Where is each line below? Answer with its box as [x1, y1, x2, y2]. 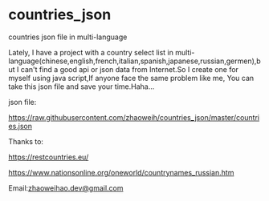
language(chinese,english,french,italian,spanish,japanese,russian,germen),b [8, 56, 261, 66]
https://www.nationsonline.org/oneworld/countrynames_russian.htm [8, 167, 234, 177]
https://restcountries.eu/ [8, 152, 89, 162]
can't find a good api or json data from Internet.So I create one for [20, 64, 239, 74]
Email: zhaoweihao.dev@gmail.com [8, 183, 124, 193]
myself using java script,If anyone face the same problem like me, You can [8, 73, 255, 82]
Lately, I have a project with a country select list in [8, 47, 174, 57]
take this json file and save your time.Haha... [8, 82, 155, 91]
